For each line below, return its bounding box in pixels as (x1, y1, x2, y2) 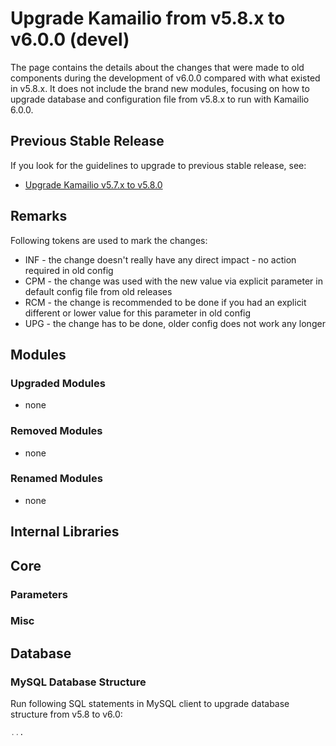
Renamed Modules (10, 472, 103, 486)
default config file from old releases (24, 285, 173, 297)
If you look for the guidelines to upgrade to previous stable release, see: (10, 159, 307, 171)
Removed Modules (10, 424, 103, 438)
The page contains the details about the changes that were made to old (10, 61, 305, 73)
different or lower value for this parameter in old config (24, 307, 252, 319)
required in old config (24, 264, 114, 276)
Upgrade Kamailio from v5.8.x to (10, 7, 286, 30)
